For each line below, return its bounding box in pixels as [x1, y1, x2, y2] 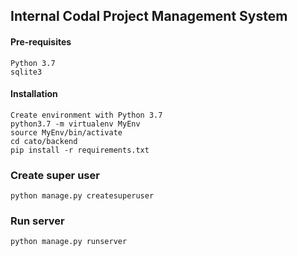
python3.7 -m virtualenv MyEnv [10, 119, 141, 129]
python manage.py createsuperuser [10, 191, 155, 201]
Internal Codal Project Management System [10, 8, 288, 25]
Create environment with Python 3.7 [10, 110, 163, 120]
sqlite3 [10, 67, 43, 77]
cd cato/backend [10, 136, 78, 146]
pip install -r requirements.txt [10, 145, 150, 155]
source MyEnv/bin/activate [10, 127, 123, 138]
